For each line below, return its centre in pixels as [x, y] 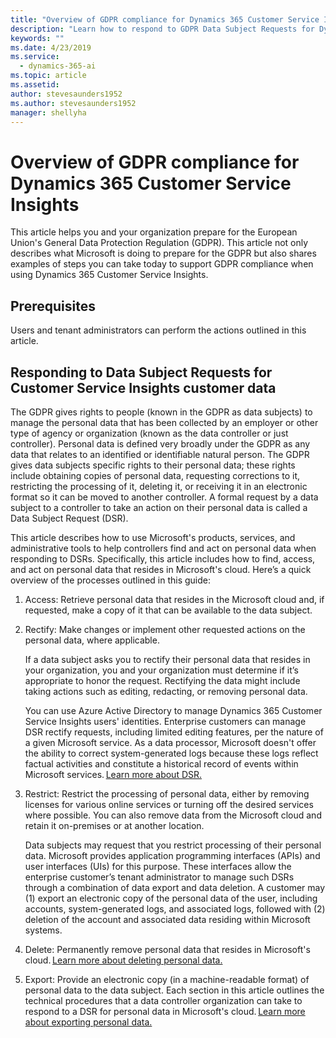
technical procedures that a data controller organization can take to [163, 1000]
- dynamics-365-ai [58, 66]
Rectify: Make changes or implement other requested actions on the [165, 629]
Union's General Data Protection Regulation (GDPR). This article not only [159, 243]
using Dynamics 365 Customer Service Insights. [109, 275]
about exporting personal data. [88, 1022]
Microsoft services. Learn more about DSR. [113, 774]
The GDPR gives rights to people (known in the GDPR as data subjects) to [161, 412]
